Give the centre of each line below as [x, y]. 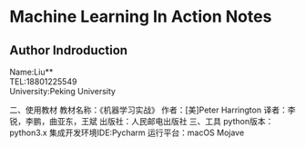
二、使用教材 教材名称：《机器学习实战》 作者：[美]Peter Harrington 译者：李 [152, 110]
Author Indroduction [69, 50]
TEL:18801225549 [43, 82]
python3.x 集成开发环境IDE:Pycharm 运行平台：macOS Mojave [127, 132]
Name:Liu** [31, 72]
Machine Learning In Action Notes [141, 17]
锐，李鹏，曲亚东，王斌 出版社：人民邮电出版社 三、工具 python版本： [142, 121]
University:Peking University [63, 91]
